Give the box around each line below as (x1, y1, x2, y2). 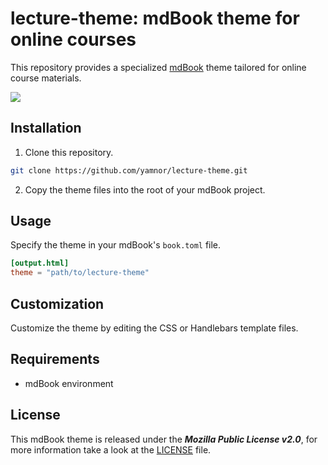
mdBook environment (24, 377, 114, 389)
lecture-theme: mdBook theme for (10, 7, 300, 30)
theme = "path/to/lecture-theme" (10, 268, 150, 278)
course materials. (10, 72, 82, 84)
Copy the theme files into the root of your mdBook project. (24, 183, 266, 196)
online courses (10, 28, 137, 51)
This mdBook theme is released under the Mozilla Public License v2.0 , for (10, 433, 318, 445)
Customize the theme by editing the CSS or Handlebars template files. (10, 322, 299, 334)
